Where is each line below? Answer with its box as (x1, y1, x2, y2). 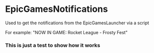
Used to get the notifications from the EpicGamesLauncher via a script (5, 20, 150, 26)
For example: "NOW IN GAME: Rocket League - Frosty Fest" (5, 29, 128, 35)
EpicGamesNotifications (5, 3, 108, 15)
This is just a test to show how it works (5, 42, 100, 49)
